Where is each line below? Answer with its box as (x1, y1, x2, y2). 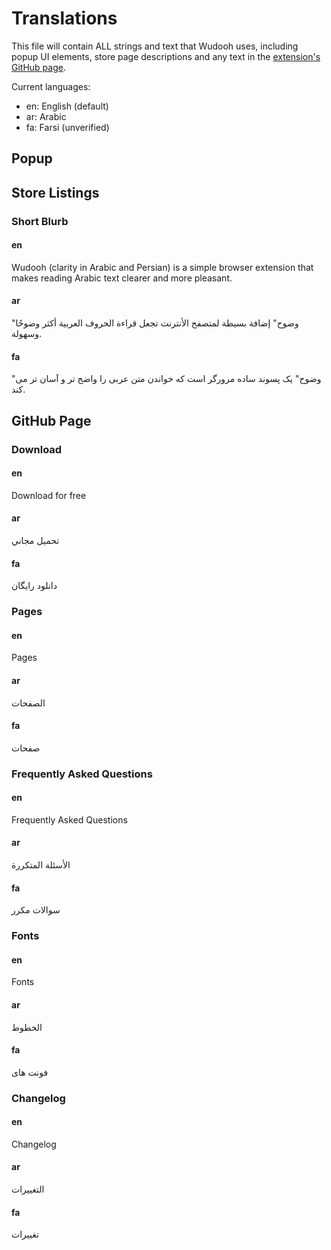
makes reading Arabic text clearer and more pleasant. (11, 272, 233, 284)
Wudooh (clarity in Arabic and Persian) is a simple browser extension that (11, 261, 314, 273)
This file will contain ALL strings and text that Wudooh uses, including (11, 40, 299, 52)
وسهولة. (11, 328, 42, 340)
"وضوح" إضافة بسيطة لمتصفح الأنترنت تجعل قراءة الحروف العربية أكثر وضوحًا (11, 317, 299, 329)
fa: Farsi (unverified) (25, 121, 110, 133)
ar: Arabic (25, 110, 67, 122)
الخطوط (11, 1021, 43, 1033)
